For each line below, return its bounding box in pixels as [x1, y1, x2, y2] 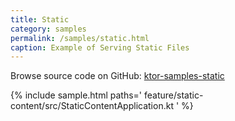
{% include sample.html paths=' [10, 89, 143, 101]
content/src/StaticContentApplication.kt [10, 100, 174, 112]
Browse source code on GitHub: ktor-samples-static [10, 70, 225, 82]
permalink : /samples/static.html [10, 33, 150, 43]
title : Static [10, 14, 70, 25]
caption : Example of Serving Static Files [10, 42, 190, 53]
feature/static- [143, 89, 204, 101]
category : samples [10, 24, 87, 34]
